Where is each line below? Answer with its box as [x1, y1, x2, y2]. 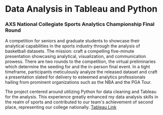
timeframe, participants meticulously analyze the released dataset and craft [5, 69, 158, 75]
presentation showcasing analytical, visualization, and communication [5, 54, 146, 59]
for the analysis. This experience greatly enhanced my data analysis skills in [5, 94, 158, 100]
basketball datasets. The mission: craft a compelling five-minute [5, 48, 135, 54]
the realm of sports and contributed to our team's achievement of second [5, 99, 153, 105]
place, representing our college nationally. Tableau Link [5, 104, 116, 110]
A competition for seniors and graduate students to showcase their [5, 38, 140, 44]
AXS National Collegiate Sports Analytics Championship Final [5, 21, 155, 28]
